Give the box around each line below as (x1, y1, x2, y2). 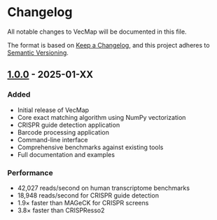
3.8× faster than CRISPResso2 (17, 206, 105, 214)
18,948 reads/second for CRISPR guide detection (17, 191, 160, 200)
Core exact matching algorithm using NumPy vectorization (17, 113, 186, 121)
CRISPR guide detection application (17, 121, 120, 129)
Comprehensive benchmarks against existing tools (17, 143, 164, 151)
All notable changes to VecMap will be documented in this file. (7, 27, 187, 36)
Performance (7, 167, 54, 177)
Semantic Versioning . (7, 48, 69, 57)
